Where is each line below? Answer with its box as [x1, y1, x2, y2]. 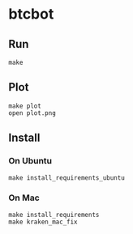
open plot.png [8, 108, 57, 117]
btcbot [8, 5, 54, 23]
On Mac [8, 192, 41, 203]
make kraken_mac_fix [8, 218, 79, 226]
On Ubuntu [8, 155, 53, 167]
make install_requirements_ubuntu [8, 173, 126, 182]
